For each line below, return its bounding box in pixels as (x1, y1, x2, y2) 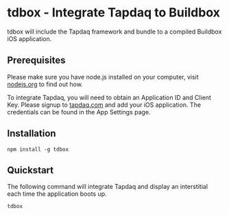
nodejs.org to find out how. (7, 80, 84, 88)
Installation (7, 128, 56, 140)
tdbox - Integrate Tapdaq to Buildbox (7, 5, 221, 21)
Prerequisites (7, 55, 66, 66)
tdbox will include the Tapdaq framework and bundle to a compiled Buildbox (7, 27, 222, 36)
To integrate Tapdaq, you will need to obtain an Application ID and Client (7, 93, 211, 101)
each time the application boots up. (7, 190, 108, 198)
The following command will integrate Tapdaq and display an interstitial (7, 183, 208, 191)
